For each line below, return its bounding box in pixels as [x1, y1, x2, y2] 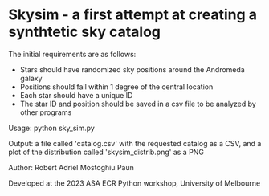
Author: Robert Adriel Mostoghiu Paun [8, 162, 134, 172]
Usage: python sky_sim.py [8, 123, 95, 133]
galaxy [19, 73, 43, 83]
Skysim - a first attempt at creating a [8, 6, 258, 24]
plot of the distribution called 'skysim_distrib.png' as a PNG [8, 147, 205, 157]
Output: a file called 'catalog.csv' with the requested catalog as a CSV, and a [8, 138, 262, 148]
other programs [19, 107, 72, 117]
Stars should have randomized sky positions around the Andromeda [19, 64, 245, 74]
